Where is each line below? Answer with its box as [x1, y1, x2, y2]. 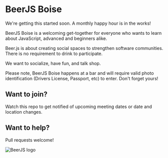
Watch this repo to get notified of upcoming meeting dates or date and [5, 103, 152, 110]
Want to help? [5, 124, 50, 132]
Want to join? [5, 90, 48, 99]
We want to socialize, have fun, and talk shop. [5, 60, 101, 66]
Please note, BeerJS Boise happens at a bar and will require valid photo [5, 70, 154, 76]
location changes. [5, 109, 43, 115]
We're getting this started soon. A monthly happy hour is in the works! [5, 20, 151, 26]
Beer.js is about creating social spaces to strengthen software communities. [5, 45, 163, 51]
